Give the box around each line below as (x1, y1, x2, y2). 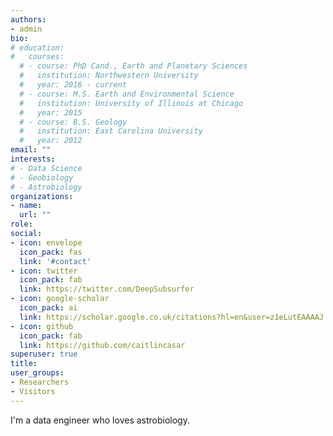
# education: (10, 42, 65, 53)
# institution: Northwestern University (19, 71, 199, 81)
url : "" (19, 210, 52, 220)
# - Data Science (10, 163, 83, 173)
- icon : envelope (10, 237, 83, 248)
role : (10, 219, 33, 230)
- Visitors (10, 386, 56, 396)
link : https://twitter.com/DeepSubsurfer (19, 284, 195, 295)
